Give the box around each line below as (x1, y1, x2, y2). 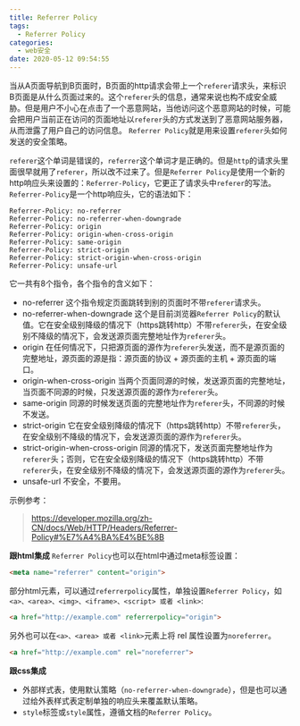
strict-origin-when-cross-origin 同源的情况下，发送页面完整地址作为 (21, 443, 273, 452)
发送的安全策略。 (9, 136, 72, 147)
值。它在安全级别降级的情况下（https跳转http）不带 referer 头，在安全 (21, 319, 279, 330)
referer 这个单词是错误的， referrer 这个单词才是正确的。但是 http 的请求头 (9, 156, 281, 165)
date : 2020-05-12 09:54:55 (9, 55, 110, 63)
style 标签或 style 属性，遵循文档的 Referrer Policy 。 (21, 706, 217, 717)
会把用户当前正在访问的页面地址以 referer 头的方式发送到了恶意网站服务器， (9, 114, 288, 124)
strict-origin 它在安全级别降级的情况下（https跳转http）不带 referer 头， (21, 420, 286, 430)
